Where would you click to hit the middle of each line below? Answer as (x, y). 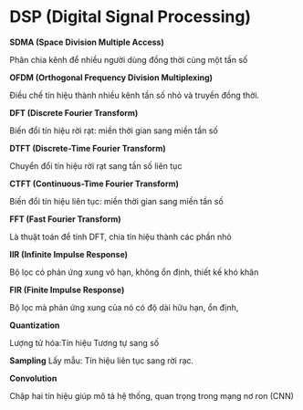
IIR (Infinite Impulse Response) (69, 254)
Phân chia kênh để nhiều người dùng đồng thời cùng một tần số (129, 59)
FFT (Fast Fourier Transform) (65, 219)
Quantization (35, 325)
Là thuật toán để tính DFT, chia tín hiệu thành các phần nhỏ (121, 237)
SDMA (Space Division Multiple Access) (87, 42)
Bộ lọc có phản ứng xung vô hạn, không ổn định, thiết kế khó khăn (134, 272)
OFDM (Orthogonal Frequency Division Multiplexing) (111, 77)
